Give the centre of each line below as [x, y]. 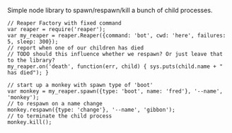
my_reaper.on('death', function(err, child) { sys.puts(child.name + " [115, 66]
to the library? [31, 60]
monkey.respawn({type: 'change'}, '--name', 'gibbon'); [91, 110]
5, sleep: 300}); [33, 42]
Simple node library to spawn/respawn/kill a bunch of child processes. [110, 10]
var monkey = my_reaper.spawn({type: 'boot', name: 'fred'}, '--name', [115, 91]
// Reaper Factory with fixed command [64, 23]
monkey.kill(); [30, 122]
